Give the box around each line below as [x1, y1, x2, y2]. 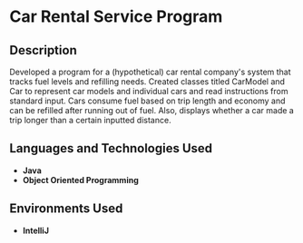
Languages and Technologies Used [9, 141, 213, 156]
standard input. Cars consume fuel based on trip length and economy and [9, 95, 286, 106]
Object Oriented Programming [22, 174, 139, 185]
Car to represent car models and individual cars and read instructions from [9, 86, 288, 96]
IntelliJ [22, 225, 50, 236]
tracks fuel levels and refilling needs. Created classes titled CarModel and [9, 76, 286, 87]
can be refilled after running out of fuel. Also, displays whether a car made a [9, 105, 295, 115]
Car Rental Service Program [9, 6, 223, 27]
